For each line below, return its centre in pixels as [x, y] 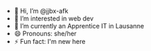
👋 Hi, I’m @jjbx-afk [41, 11]
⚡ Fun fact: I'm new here [50, 41]
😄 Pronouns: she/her [45, 33]
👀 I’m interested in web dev [54, 18]
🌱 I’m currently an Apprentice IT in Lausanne [79, 26]
